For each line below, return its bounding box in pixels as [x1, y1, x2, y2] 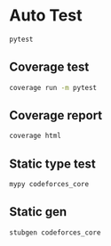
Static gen [9, 204, 67, 219]
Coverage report [9, 108, 103, 123]
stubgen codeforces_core [9, 228, 101, 237]
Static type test [9, 156, 96, 171]
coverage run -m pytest [9, 83, 98, 92]
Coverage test [9, 60, 90, 75]
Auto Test [9, 5, 83, 26]
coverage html [9, 131, 62, 141]
